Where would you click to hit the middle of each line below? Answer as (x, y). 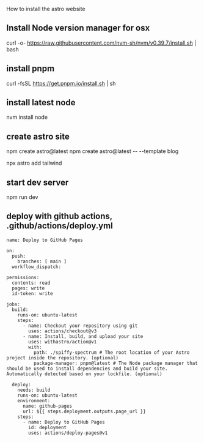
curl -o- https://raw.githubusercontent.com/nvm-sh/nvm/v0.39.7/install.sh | (101, 43)
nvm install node (27, 117)
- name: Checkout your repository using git (80, 326)
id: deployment (48, 427)
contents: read (31, 283)
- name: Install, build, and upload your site (83, 336)
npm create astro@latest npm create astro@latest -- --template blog (93, 151)
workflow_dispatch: (37, 267)
